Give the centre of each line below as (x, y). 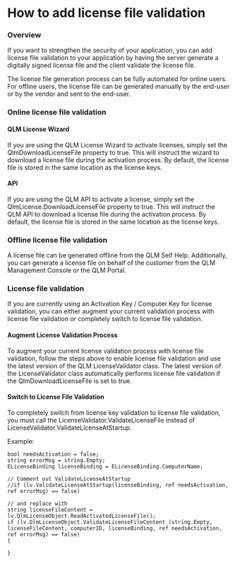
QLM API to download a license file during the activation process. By (107, 214)
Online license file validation (57, 112)
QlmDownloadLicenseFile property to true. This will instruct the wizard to (114, 152)
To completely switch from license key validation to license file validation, (114, 412)
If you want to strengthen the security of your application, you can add (110, 50)
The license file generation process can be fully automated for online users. (117, 79)
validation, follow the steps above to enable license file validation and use (114, 358)
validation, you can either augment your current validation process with (111, 311)
